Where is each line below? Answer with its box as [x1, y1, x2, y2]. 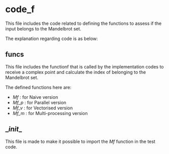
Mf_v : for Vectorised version [12, 105, 73, 111]
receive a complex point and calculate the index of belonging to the [5, 69, 146, 75]
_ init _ [5, 125, 22, 134]
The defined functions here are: [5, 84, 72, 90]
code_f [5, 4, 35, 15]
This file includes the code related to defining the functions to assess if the [5, 20, 162, 26]
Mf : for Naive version [12, 94, 58, 100]
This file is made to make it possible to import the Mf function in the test [5, 138, 156, 144]
